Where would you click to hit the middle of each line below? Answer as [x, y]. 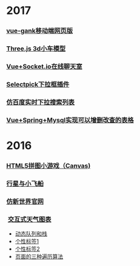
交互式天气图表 [29, 219]
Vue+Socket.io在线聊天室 [45, 66]
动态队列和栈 [31, 233]
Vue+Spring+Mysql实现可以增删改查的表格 [70, 120]
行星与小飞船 [25, 183]
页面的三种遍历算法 [39, 256]
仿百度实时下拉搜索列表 [40, 102]
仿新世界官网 [25, 201]
